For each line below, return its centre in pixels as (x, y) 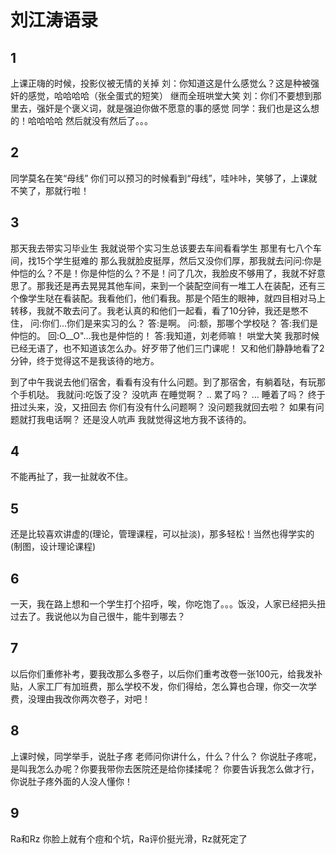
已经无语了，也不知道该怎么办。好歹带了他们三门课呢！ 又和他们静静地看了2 (167, 348)
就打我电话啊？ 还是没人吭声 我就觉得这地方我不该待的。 (135, 419)
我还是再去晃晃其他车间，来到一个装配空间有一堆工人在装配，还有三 (185, 285)
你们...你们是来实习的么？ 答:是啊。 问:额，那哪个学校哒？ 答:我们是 (179, 323)
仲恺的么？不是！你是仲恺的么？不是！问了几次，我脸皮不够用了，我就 (155, 273)
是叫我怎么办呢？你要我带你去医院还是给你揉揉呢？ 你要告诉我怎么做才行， (165, 768)
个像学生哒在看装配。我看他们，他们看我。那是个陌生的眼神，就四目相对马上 (168, 298)
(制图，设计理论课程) (53, 547)
